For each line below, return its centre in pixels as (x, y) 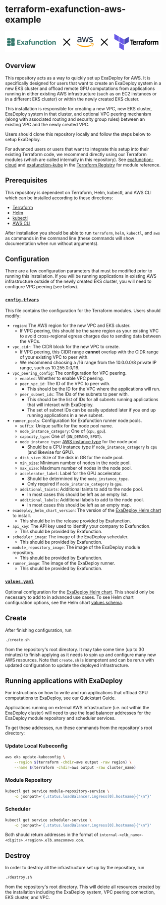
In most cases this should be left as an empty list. (77, 494)
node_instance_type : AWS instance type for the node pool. (79, 441)
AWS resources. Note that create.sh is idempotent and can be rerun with (80, 660)
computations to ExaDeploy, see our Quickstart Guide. (60, 698)
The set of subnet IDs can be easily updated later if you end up (91, 410)
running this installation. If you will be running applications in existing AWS (81, 276)
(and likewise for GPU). (51, 452)
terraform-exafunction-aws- (65, 9)
